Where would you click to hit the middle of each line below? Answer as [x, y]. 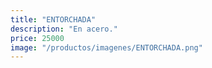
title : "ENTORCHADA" [53, 19]
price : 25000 [37, 38]
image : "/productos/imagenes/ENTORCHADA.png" [106, 47]
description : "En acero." [64, 29]
